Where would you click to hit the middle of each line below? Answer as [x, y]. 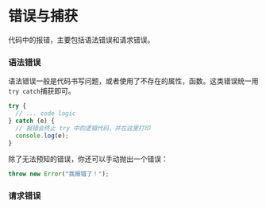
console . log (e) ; [42, 136]
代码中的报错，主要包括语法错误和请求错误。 [81, 40]
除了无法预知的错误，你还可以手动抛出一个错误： [88, 159]
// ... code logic [46, 114]
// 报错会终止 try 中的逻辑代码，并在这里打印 [83, 128]
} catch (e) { [32, 121]
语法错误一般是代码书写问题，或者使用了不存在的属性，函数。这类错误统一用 [133, 81]
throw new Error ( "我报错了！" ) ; [59, 174]
